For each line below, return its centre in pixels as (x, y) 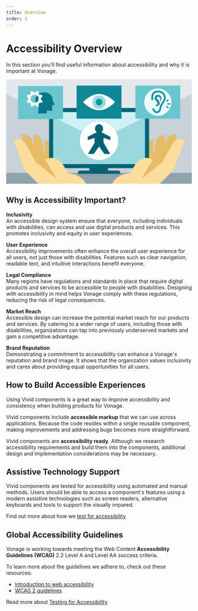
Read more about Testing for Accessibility (57, 602)
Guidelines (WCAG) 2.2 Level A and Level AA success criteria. (82, 555)
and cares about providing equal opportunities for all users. (78, 366)
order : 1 (17, 19)
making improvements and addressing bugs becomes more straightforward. (98, 430)
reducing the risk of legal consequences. (56, 300)
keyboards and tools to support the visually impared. (70, 505)
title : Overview (26, 12)
